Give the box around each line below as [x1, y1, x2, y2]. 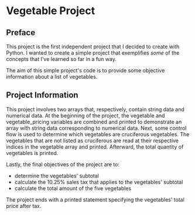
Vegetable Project [6, 4, 95, 18]
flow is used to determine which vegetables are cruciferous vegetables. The [6, 130, 190, 137]
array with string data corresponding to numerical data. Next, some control [6, 125, 187, 132]
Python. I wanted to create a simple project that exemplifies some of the [6, 49, 180, 56]
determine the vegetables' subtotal [14, 172, 100, 179]
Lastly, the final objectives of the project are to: [6, 160, 120, 168]
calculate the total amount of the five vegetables [14, 184, 132, 192]
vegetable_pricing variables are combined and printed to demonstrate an [6, 118, 182, 125]
